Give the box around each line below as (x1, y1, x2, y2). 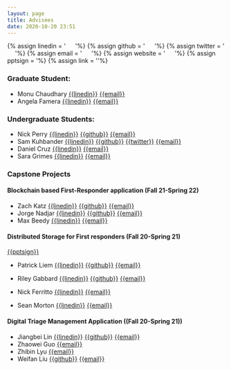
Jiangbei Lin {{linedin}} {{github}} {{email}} (17, 333, 140, 341)
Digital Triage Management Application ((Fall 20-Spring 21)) (7, 317, 183, 325)
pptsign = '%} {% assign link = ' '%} (7, 57, 109, 65)
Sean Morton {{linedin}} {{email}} (17, 302, 113, 310)
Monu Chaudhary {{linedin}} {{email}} (17, 89, 126, 98)
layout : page (7, 10, 45, 17)
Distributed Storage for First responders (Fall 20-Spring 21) (7, 232, 181, 241)
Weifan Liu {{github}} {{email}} (17, 354, 105, 363)
